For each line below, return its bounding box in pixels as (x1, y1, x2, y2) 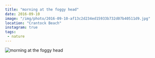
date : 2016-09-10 (5, 12, 40, 16)
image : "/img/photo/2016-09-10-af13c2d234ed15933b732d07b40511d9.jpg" (5, 16, 151, 21)
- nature (7, 34, 25, 39)
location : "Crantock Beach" (5, 20, 62, 26)
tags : (5, 29, 16, 34)
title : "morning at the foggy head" (5, 7, 79, 12)
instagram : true (5, 25, 38, 30)
